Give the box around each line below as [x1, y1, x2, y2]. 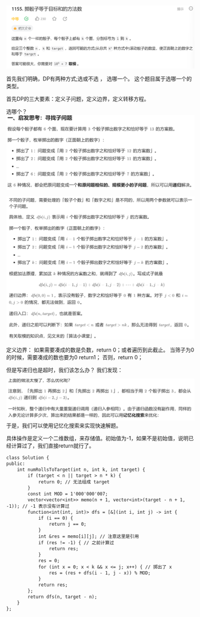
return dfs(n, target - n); [27, 594, 97, 600]
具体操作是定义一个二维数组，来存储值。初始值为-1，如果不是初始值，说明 [6, 435, 189, 442]
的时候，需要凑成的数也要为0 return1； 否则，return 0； [6, 354, 143, 361]
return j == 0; [48, 522, 87, 527]
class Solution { [6, 455, 50, 461]
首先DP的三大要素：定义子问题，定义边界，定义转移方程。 [6, 95, 150, 102]
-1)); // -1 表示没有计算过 [6, 504, 70, 510]
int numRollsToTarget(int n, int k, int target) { [17, 467, 146, 473]
